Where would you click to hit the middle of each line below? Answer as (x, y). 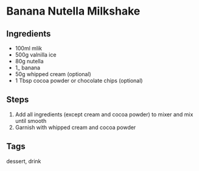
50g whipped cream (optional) (53, 74)
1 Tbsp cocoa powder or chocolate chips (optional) (79, 81)
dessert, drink (24, 161)
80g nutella (29, 61)
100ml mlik (29, 48)
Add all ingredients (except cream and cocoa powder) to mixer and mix (104, 114)
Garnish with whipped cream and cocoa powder (75, 127)
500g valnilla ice (36, 55)
